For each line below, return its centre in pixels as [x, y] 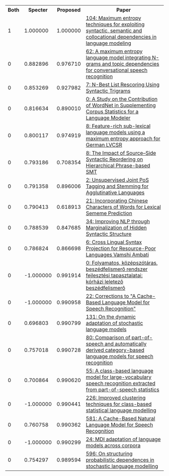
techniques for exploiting [115, 24]
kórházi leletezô [104, 282]
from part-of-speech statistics [122, 390]
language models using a [115, 132]
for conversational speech [117, 70]
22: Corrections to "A [111, 296]
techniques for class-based [119, 404]
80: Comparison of [108, 337]
